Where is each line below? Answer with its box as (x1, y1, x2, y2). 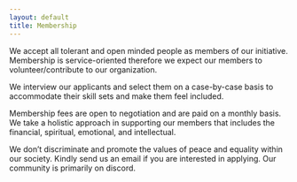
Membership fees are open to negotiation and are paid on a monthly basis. (9, 108, 282, 118)
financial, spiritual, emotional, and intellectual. (9, 126, 176, 137)
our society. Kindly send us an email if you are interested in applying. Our (9, 153, 277, 163)
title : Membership (9, 21, 77, 30)
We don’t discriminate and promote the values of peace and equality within (9, 143, 284, 155)
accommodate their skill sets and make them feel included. (9, 90, 224, 102)
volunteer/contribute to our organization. (9, 64, 158, 75)
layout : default (9, 12, 69, 22)
